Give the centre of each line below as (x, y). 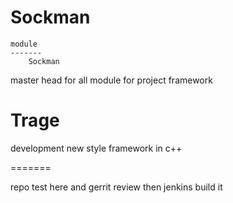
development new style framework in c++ (96, 148)
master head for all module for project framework (111, 80)
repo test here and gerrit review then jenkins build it (116, 187)
